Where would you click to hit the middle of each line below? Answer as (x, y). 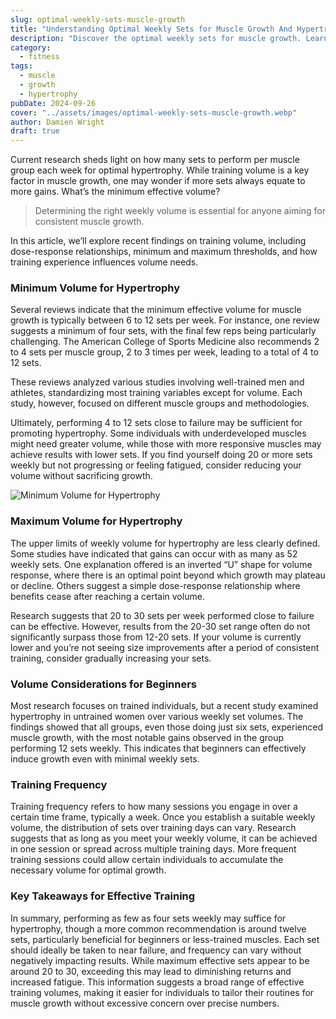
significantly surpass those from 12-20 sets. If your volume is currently (156, 637)
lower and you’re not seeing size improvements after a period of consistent (165, 647)
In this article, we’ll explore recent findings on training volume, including (158, 241)
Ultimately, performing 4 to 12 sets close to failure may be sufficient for (156, 423)
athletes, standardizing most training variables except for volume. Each (156, 393)
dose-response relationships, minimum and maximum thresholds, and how (164, 252)
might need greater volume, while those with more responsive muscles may (166, 444)
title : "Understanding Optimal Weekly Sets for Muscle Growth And (151, 29)
